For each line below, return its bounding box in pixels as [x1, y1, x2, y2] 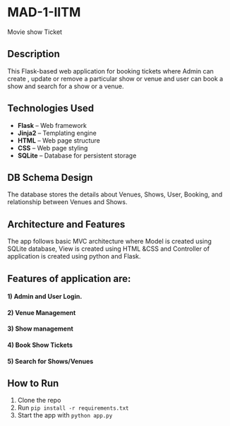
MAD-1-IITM [7, 4, 81, 20]
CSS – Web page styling [17, 143, 88, 152]
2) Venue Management [7, 308, 76, 316]
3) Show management [7, 324, 74, 333]
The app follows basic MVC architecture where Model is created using [7, 237, 212, 246]
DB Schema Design [7, 171, 93, 184]
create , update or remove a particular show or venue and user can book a [7, 74, 224, 83]
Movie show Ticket [7, 28, 62, 36]
